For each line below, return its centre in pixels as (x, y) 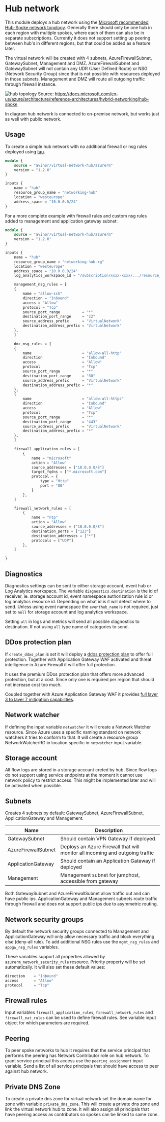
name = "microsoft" (51, 458)
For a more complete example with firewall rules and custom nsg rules (76, 216)
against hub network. (27, 1071)
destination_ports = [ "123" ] (61, 531)
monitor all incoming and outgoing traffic (107, 853)
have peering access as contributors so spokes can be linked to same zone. (82, 1115)
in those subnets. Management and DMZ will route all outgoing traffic (75, 79)
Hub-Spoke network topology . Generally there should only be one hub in (79, 27)
